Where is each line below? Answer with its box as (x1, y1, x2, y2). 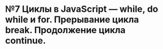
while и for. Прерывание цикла (5, 14, 139, 25)
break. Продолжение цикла (5, 25, 126, 36)
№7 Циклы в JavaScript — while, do (5, 3, 158, 15)
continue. (5, 35, 46, 47)
